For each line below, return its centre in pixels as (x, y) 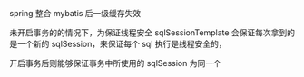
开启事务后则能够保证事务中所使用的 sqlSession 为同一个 (116, 63)
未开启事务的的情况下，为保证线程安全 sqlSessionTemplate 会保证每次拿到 (148, 33)
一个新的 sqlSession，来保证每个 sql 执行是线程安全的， (122, 44)
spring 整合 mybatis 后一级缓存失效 (75, 13)
